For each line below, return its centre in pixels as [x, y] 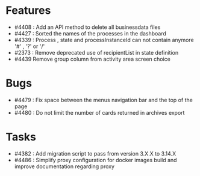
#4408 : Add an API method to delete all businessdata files [87, 27]
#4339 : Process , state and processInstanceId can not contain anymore [104, 40]
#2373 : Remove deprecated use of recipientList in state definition [96, 52]
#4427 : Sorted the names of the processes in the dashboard [90, 33]
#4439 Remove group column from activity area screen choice [92, 59]
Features [28, 11]
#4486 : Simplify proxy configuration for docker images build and [95, 160]
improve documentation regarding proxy [64, 166]
